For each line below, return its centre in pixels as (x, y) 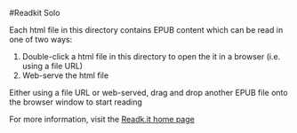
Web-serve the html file (65, 75)
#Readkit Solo (35, 13)
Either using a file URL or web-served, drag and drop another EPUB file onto (148, 93)
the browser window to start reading (76, 102)
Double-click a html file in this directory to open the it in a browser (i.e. (151, 56)
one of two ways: (41, 39)
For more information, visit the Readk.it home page (102, 119)
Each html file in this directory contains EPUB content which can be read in (146, 30)
